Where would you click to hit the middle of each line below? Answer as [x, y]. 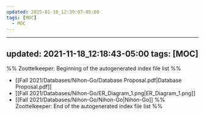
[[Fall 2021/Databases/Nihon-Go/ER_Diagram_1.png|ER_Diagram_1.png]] [105, 93]
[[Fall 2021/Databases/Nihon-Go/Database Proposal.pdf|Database [98, 81]
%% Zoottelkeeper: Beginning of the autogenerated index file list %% [94, 68]
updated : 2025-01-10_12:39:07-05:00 [53, 12]
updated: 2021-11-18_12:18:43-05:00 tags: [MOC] [103, 53]
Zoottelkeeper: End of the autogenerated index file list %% [89, 106]
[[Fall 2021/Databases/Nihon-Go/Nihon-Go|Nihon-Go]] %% [90, 100]
